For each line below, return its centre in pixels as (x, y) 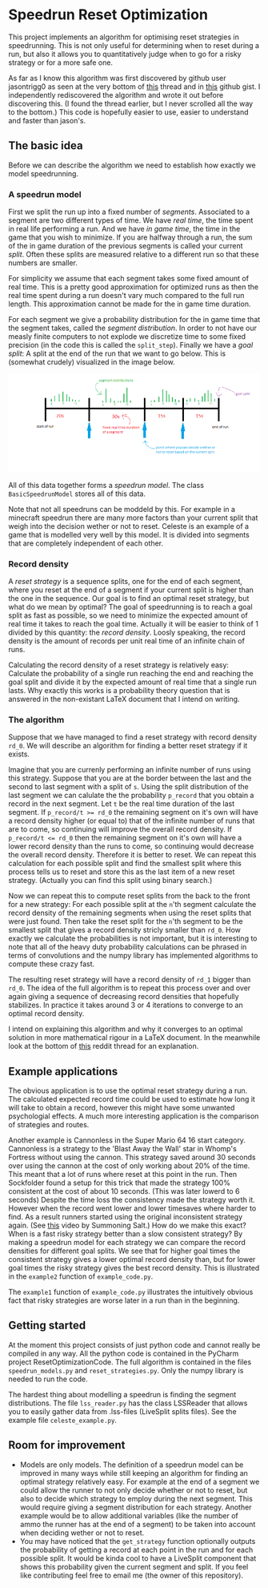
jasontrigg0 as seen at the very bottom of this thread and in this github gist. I (134, 87)
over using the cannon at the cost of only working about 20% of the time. (129, 1166)
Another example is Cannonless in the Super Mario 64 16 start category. (127, 1140)
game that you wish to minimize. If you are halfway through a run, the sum (130, 237)
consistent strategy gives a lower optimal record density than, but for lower (132, 1260)
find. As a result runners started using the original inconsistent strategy (126, 1217)
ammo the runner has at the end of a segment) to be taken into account (138, 1524)
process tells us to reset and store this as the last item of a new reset (122, 872)
